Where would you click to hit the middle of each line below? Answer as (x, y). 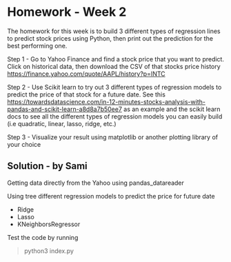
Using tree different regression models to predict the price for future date (111, 196)
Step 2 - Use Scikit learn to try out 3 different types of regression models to (114, 87)
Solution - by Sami (47, 166)
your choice (24, 144)
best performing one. (37, 46)
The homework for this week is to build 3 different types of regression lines (114, 31)
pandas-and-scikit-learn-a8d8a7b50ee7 (65, 109)
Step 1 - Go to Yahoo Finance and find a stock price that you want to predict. (115, 59)
